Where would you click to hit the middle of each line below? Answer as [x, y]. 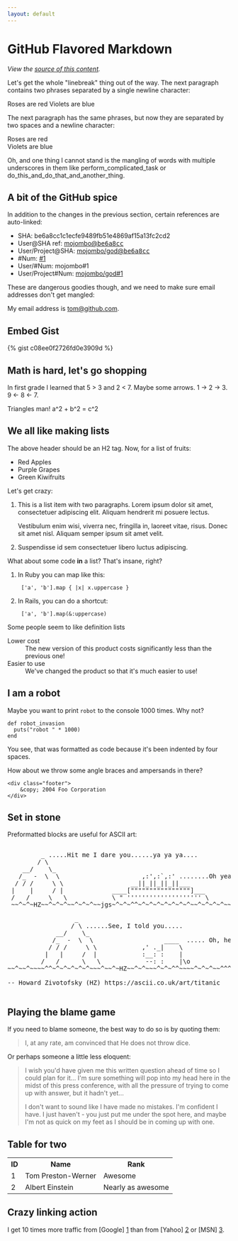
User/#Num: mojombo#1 [53, 266]
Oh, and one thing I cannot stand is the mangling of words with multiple [112, 160]
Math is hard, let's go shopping [77, 370]
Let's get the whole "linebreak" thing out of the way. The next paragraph [113, 82]
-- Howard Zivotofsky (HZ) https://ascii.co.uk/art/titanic [114, 983]
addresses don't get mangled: [51, 295]
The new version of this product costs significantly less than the [119, 648]
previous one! [45, 656]
